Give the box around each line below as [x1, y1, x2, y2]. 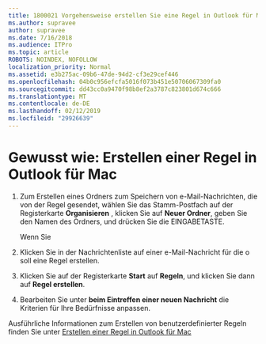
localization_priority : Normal [8, 63, 112, 71]
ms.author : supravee [8, 19, 77, 27]
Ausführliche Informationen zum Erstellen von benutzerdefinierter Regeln [8, 318, 247, 328]
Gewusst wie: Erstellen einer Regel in [8, 149, 257, 167]
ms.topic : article [8, 48, 69, 56]
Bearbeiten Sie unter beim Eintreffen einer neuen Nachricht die [19, 294, 230, 304]
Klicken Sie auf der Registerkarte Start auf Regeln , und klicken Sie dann [19, 270, 255, 281]
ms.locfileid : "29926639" [8, 115, 93, 123]
